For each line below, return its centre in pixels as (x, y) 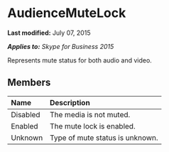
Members (29, 83)
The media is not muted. (90, 114)
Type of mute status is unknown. (104, 138)
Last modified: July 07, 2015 (49, 33)
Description (70, 102)
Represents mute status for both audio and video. (80, 60)
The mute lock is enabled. (93, 126)
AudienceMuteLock (67, 13)
